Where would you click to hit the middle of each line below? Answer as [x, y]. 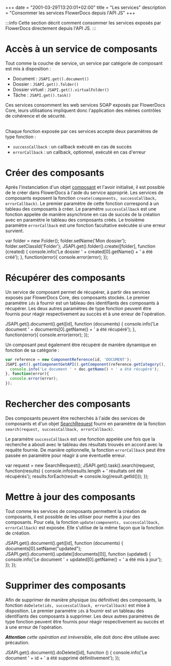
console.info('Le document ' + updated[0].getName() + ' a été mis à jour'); [84, 559]
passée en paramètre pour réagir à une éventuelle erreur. [66, 455]
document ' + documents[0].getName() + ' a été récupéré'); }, [71, 329]
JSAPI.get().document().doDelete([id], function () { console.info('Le [76, 652]
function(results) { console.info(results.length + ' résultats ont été [74, 471]
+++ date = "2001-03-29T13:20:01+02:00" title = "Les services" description [86, 7]
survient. [15, 231]
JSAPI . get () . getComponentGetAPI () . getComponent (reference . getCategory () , [86, 364]
